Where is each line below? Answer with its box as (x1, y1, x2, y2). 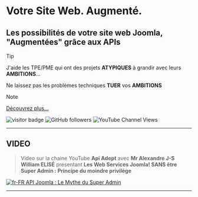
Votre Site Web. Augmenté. (6, 4, 143, 18)
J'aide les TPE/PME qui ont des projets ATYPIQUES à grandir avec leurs (6, 64, 181, 71)
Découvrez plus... (6, 105, 49, 112)
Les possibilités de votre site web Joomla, (6, 28, 163, 38)
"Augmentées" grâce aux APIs (6, 37, 121, 47)
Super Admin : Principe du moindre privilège (20, 167, 131, 174)
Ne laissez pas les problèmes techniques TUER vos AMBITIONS (6, 82, 162, 89)
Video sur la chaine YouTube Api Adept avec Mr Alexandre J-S (20, 154, 175, 162)
